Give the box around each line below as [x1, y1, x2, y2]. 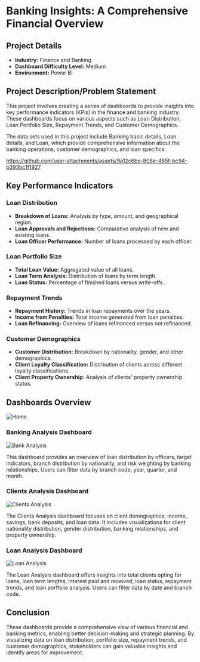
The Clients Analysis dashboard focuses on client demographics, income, [6, 512, 187, 519]
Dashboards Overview [6, 397, 91, 407]
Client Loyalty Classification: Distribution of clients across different [14, 361, 183, 368]
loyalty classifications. [14, 367, 70, 374]
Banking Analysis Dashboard [6, 428, 93, 436]
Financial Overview [6, 17, 104, 30]
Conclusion [6, 608, 50, 618]
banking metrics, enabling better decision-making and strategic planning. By [6, 630, 195, 637]
